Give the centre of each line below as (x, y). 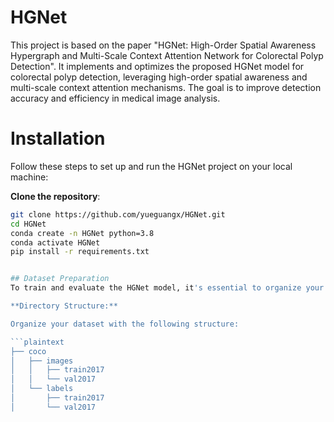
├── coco (28, 351)
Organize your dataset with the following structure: (125, 324)
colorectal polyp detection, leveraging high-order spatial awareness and (159, 77)
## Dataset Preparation (60, 279)
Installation (58, 138)
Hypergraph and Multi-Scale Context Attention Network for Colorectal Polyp (167, 55)
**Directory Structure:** (64, 306)
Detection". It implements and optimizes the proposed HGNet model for (157, 66)
